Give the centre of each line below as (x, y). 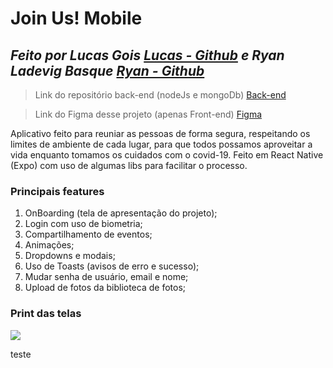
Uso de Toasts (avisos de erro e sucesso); (112, 266)
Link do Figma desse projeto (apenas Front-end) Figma (148, 114)
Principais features (57, 191)
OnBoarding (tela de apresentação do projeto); (121, 213)
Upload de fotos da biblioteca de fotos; (105, 288)
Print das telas (46, 314)
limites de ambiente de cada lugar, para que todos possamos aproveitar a (161, 144)
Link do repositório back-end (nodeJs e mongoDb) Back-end (160, 95)
